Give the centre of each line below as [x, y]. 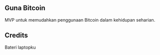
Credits [16, 36]
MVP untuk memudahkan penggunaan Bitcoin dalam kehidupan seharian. [80, 20]
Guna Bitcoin [25, 8]
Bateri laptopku [20, 47]
